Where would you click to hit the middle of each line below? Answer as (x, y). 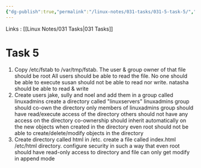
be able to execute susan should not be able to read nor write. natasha (101, 82)
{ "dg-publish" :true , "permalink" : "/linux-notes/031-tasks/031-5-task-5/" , (100, 12)
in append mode (34, 158)
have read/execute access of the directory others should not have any (101, 114)
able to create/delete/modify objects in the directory (79, 133)
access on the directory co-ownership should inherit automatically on (100, 120)
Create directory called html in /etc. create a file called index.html (95, 139)
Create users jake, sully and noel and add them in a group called (94, 95)
